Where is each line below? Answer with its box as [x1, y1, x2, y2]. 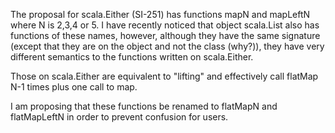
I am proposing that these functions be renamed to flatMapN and [10, 100, 278, 112]
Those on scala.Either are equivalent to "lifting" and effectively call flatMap [10, 70, 319, 82]
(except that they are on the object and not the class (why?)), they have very [10, 40, 325, 52]
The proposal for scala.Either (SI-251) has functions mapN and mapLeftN [10, 9, 311, 20]
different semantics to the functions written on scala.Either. [10, 51, 254, 63]
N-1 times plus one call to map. [10, 81, 138, 93]
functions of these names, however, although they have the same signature [10, 30, 321, 41]
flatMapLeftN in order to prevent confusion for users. [10, 111, 229, 123]
